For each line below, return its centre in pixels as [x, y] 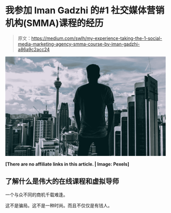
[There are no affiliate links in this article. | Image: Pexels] [67, 164]
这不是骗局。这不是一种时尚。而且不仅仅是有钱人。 [59, 205]
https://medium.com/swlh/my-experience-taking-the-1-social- [97, 38]
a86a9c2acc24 [34, 49]
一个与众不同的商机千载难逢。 [36, 195]
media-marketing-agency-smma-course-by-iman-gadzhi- [79, 44]
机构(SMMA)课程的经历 [54, 23]
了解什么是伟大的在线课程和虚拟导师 [62, 181]
